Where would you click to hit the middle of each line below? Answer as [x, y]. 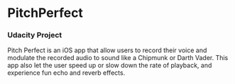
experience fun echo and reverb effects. [66, 73]
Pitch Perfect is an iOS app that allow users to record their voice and [107, 50]
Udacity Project [35, 35]
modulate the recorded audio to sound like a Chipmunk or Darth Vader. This [118, 58]
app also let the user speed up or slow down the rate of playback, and [110, 66]
